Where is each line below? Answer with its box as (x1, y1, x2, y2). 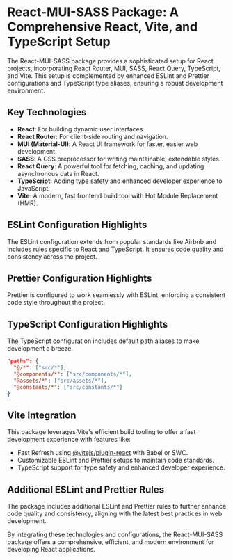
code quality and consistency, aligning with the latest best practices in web (7, 509, 223, 518)
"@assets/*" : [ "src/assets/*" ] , (13, 377, 108, 384)
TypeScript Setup (7, 34, 111, 49)
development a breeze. (7, 344, 74, 353)
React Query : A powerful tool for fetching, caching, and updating (17, 161, 204, 170)
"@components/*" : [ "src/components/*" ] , (13, 370, 132, 378)
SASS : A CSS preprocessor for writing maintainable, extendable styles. (17, 154, 221, 163)
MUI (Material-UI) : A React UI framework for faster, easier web (17, 140, 198, 148)
